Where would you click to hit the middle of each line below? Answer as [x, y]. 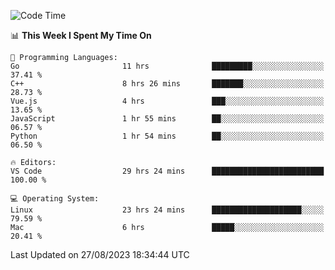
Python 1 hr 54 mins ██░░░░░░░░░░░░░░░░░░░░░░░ [167, 136]
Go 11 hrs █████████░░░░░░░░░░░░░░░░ [167, 66]
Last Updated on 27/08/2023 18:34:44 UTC [100, 254]
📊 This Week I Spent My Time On [81, 35]
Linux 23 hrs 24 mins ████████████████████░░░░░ [167, 210]
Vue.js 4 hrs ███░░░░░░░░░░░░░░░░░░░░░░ [167, 101]
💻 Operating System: [55, 199]
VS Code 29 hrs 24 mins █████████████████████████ [167, 171]
